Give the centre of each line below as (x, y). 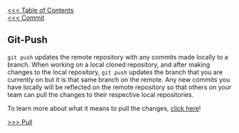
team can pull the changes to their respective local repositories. (101, 94)
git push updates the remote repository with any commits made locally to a (118, 57)
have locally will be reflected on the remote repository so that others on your (119, 87)
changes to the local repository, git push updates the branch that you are (115, 72)
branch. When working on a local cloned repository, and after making (109, 64)
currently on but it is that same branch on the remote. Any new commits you (119, 79)
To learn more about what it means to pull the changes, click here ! (104, 108)
